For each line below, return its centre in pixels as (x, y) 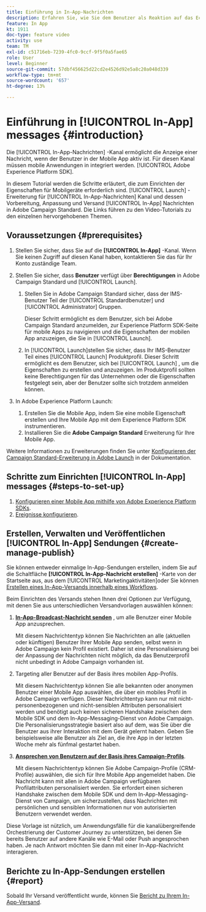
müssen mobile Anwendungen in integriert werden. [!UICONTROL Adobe (98, 165)
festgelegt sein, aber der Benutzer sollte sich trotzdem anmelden (106, 383)
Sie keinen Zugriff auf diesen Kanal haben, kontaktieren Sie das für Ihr (104, 257)
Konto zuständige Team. (46, 263)
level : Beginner (27, 63)
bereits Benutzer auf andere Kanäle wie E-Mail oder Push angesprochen (97, 839)
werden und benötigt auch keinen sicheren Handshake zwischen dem (103, 712)
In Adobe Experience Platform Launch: (64, 401)
